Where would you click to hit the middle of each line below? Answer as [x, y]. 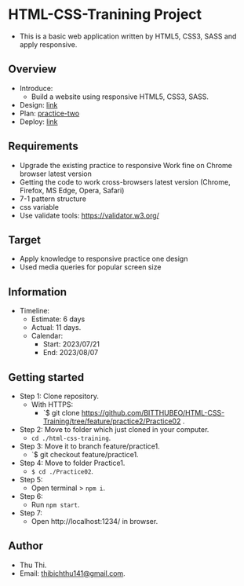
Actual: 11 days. [56, 328]
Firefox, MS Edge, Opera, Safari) [72, 190]
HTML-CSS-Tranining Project [105, 15]
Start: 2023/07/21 [71, 344]
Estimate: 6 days [58, 319]
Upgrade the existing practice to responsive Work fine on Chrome [126, 165]
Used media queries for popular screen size [90, 267]
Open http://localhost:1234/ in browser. [95, 521]
